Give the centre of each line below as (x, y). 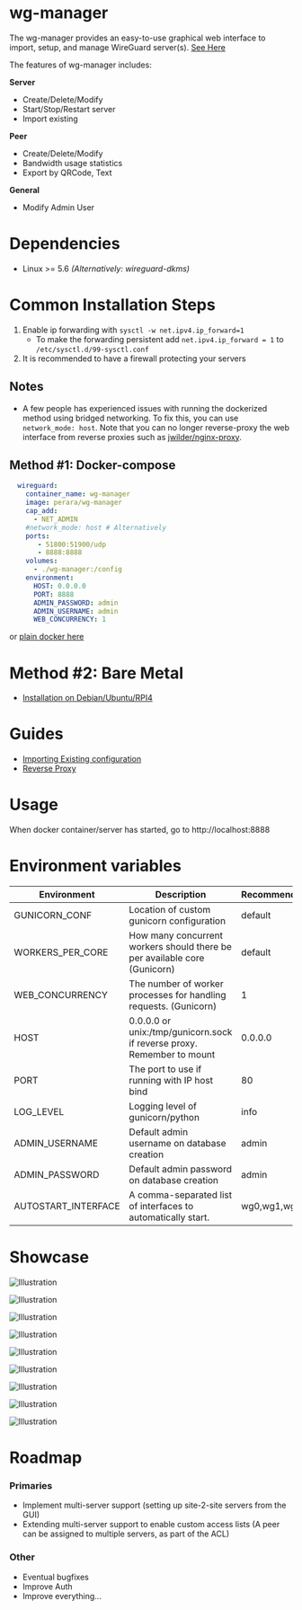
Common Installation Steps (112, 305)
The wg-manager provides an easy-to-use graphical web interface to (138, 38)
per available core (167, 958)
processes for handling (178, 995)
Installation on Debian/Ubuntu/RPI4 (87, 698)
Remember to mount (172, 1055)
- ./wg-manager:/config (78, 570)
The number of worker (176, 984)
